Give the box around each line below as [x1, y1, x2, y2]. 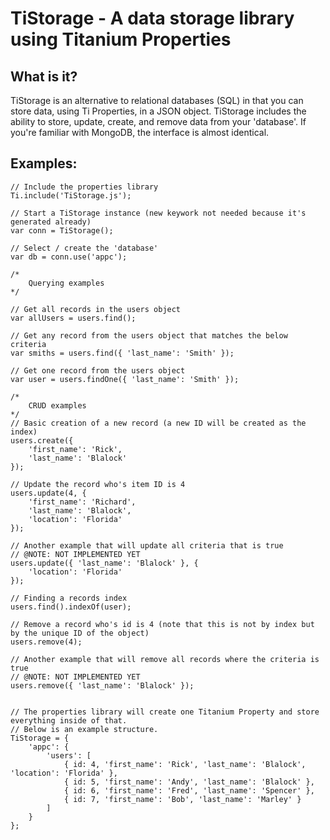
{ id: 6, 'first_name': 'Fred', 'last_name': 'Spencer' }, [63, 785, 315, 796]
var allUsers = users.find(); [10, 313, 137, 323]
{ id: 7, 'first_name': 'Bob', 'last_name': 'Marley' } [63, 794, 302, 804]
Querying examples [28, 278, 105, 288]
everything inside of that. [10, 715, 128, 726]
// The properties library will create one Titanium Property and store [10, 707, 320, 717]
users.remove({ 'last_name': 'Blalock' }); [10, 680, 195, 691]
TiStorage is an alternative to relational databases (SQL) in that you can [10, 95, 304, 106]
